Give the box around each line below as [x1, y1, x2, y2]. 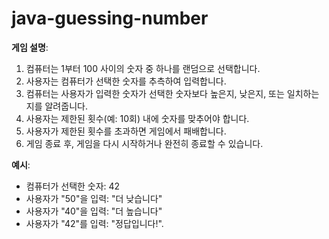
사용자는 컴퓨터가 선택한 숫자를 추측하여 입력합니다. [25, 75, 227, 87]
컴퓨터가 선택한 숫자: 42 [25, 180, 121, 192]
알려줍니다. [44, 100, 88, 112]
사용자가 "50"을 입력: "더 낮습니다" [25, 192, 163, 204]
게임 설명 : [11, 41, 49, 53]
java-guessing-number [11, 7, 209, 30]
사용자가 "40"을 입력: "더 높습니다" [25, 205, 163, 217]
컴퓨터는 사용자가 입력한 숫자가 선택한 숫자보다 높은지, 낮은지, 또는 [25, 87, 285, 99]
